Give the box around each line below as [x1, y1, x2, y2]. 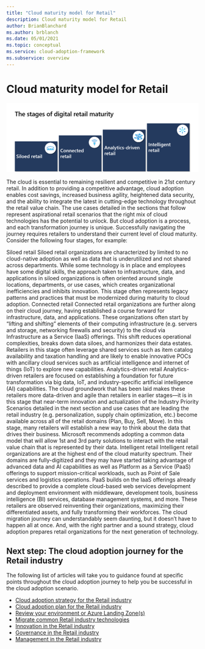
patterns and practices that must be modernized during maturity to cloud [6, 294, 190, 302]
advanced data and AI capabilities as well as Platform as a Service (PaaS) [6, 463, 191, 470]
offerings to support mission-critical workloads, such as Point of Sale [6, 470, 180, 477]
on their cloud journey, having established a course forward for [6, 307, 165, 314]
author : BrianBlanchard [6, 23, 67, 29]
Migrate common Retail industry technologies [15, 616, 130, 623]
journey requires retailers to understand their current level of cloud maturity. [6, 230, 198, 238]
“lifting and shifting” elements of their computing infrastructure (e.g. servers [6, 320, 197, 327]
